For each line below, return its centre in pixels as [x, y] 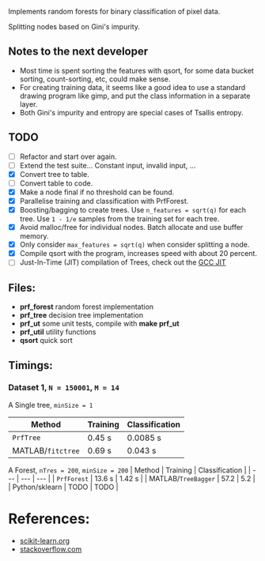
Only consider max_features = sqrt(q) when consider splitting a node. [134, 245]
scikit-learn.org [44, 540]
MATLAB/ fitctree [46, 450]
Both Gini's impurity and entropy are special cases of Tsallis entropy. [131, 112]
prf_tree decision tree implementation [81, 315]
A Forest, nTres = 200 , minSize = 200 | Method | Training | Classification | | [130, 470]
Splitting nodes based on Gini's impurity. [74, 26]
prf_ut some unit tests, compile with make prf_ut [99, 324]
